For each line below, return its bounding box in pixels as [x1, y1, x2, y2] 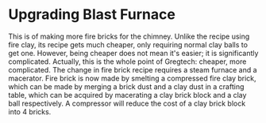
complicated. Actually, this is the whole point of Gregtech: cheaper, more [8, 57, 247, 66]
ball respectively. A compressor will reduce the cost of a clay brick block [8, 99, 246, 108]
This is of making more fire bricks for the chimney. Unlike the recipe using [8, 32, 250, 41]
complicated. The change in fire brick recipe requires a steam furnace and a [8, 65, 257, 74]
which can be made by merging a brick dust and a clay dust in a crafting [8, 81, 245, 91]
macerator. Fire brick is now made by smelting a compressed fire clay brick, [8, 73, 256, 83]
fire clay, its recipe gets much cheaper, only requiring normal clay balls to [8, 39, 249, 49]
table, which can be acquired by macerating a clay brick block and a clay [8, 90, 247, 99]
